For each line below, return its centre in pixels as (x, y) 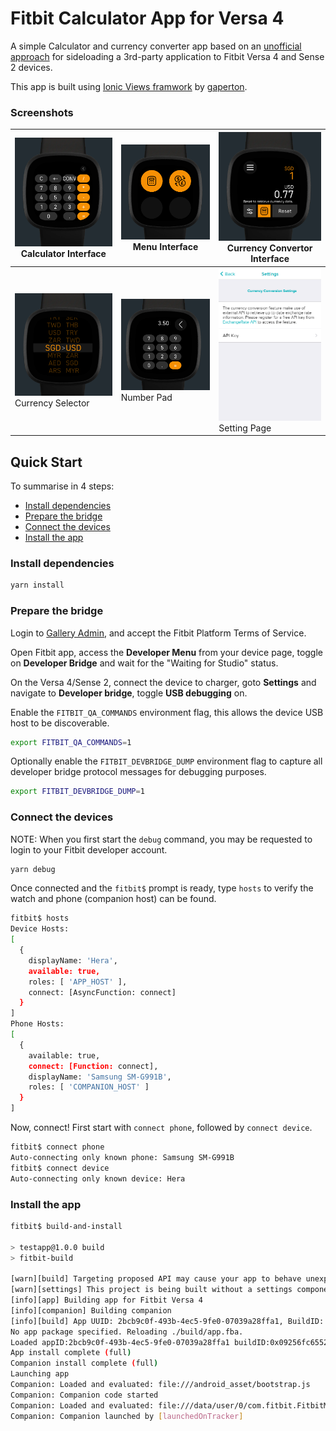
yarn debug (33, 869)
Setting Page (245, 428)
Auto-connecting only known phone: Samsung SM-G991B (122, 1157)
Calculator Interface (63, 253)
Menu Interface (165, 246)
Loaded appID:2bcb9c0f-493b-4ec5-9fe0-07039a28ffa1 (120, 1342)
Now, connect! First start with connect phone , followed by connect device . (161, 1128)
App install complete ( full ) (71, 1353)
